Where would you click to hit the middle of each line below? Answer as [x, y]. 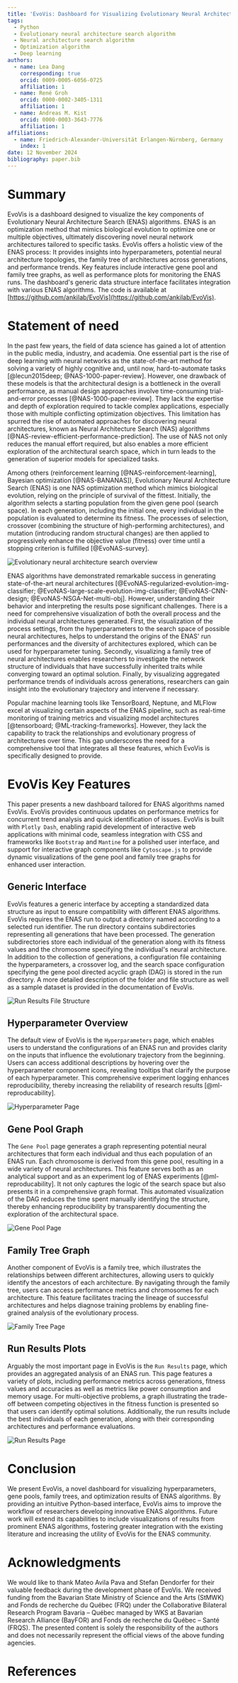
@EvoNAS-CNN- [203, 591]
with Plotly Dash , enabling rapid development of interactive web [102, 827]
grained [19, 1313]
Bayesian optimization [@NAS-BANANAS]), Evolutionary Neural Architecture [119, 480]
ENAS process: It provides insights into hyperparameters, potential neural [114, 252]
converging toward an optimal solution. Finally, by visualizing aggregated [114, 674]
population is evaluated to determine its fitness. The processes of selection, [118, 518]
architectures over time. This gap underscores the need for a [96, 741]
